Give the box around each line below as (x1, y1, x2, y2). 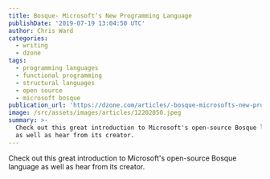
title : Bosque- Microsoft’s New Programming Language (8, 11, 193, 20)
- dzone (15, 49, 42, 57)
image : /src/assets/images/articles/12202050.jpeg (8, 109, 182, 117)
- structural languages (15, 79, 95, 87)
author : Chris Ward (8, 26, 74, 35)
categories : (8, 34, 48, 43)
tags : (8, 57, 27, 65)
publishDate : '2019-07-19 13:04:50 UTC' (8, 19, 146, 27)
